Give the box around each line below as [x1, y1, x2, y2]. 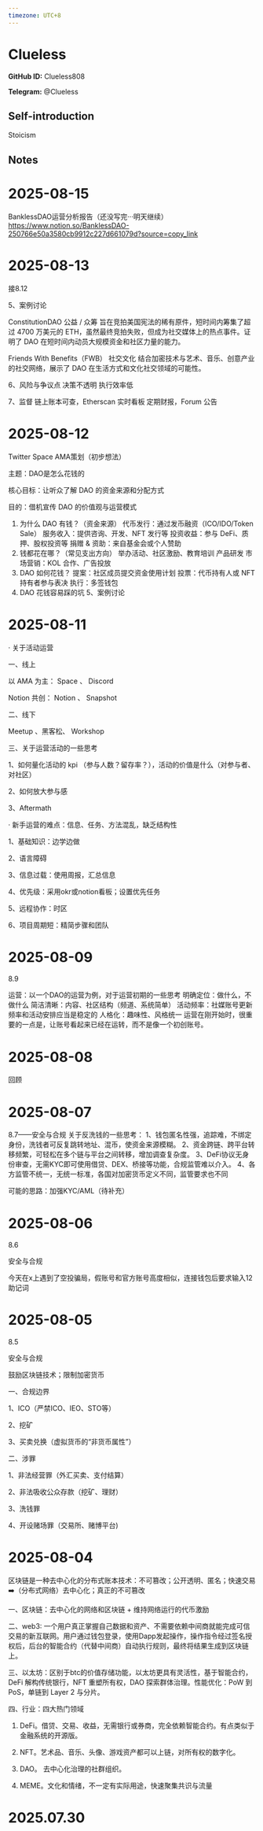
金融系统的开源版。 [19, 1731, 82, 1740]
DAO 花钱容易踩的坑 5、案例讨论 [19, 587, 126, 597]
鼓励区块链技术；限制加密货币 [8, 1370, 104, 1380]
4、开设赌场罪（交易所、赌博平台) [8, 1521, 119, 1530]
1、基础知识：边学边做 [8, 836, 80, 846]
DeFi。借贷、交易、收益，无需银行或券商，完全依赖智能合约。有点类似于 [19, 1721, 255, 1730]
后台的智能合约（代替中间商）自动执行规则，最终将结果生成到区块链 [28, 1641, 249, 1651]
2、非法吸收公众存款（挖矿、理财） [8, 1487, 123, 1496]
